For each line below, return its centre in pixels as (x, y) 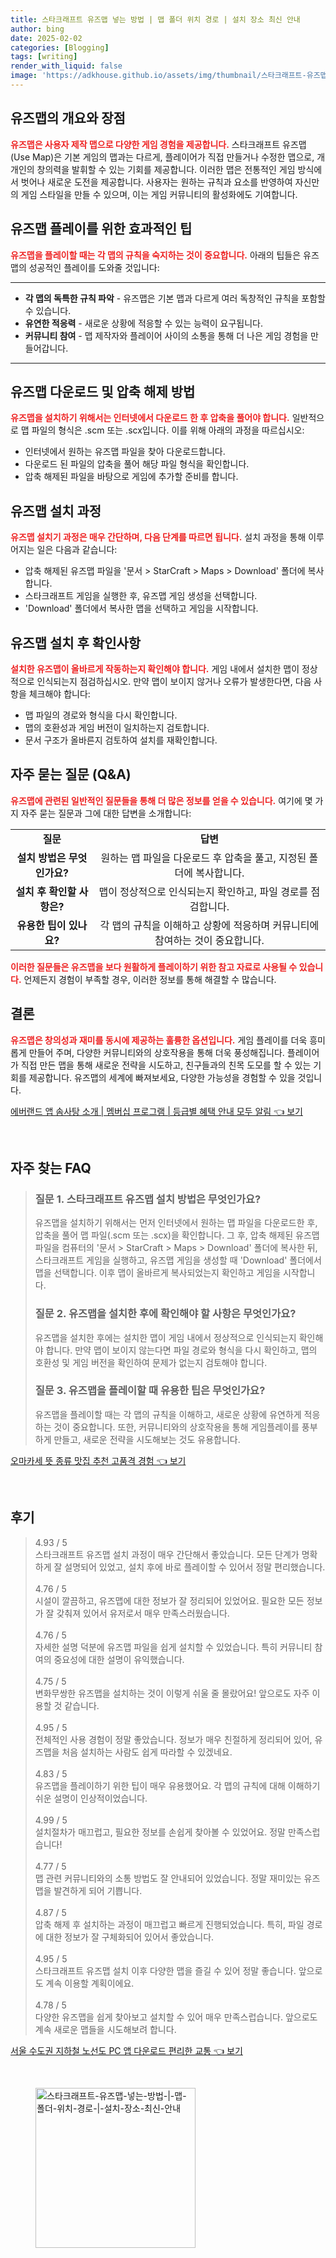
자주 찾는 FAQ (51, 1167)
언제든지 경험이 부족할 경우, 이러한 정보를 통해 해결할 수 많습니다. (150, 979)
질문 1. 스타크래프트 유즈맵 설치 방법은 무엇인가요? (148, 1199)
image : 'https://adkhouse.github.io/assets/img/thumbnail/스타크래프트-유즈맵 (169, 76)
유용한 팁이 (41, 925)
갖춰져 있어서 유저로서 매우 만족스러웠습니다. (143, 1613)
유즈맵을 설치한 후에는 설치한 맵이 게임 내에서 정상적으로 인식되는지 (165, 1337)
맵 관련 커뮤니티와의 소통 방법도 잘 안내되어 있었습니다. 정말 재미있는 (168, 1878)
